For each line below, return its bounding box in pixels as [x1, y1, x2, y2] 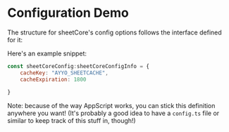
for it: [7, 35, 23, 44]
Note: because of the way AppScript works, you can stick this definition [7, 102, 216, 110]
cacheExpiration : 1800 [20, 76, 87, 83]
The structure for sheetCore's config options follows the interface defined [7, 28, 222, 37]
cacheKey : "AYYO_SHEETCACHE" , [20, 69, 109, 77]
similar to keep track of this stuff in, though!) [7, 117, 136, 125]
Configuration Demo [7, 5, 129, 21]
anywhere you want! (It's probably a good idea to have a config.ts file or [7, 109, 220, 117]
